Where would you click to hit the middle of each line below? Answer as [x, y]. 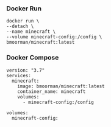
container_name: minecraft [52, 91]
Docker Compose [33, 58]
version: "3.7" [26, 70]
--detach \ [20, 26]
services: [19, 75]
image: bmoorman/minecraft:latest [61, 86]
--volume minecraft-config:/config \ [54, 37]
